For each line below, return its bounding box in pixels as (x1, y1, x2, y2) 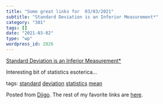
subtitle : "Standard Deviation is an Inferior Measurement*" (6, 14, 159, 20)
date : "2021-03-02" (6, 30, 54, 36)
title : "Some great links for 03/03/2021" (6, 8, 114, 15)
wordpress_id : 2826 (6, 41, 54, 47)
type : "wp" (6, 36, 33, 41)
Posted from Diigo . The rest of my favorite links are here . (6, 91, 144, 98)
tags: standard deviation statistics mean (6, 79, 103, 86)
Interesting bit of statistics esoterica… (6, 68, 97, 75)
